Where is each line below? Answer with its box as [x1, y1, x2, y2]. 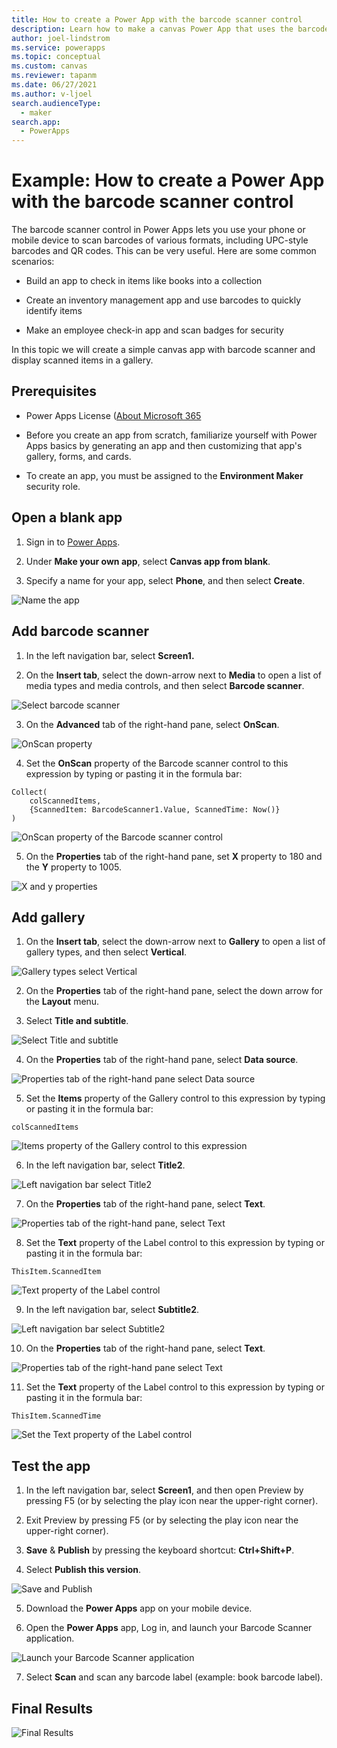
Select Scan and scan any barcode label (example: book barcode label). [25, 1671, 324, 1683]
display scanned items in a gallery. [11, 354, 154, 366]
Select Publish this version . [25, 1564, 142, 1576]
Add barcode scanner [11, 623, 149, 640]
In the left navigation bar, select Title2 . [25, 1159, 186, 1171]
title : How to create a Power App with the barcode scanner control [11, 14, 303, 25]
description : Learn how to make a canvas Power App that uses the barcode [11, 24, 330, 34]
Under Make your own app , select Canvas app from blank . [25, 555, 271, 567]
